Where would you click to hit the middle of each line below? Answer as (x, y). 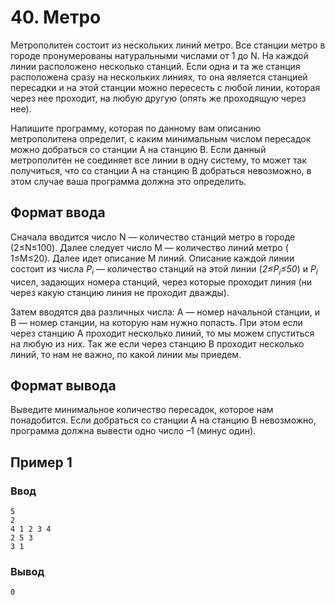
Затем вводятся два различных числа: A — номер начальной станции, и (165, 312)
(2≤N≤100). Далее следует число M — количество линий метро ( (149, 247)
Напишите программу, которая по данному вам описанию (136, 128)
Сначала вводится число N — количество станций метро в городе (153, 237)
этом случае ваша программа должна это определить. (128, 181)
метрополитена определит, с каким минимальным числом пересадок (161, 138)
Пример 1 (41, 462)
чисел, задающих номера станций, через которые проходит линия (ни (161, 282)
